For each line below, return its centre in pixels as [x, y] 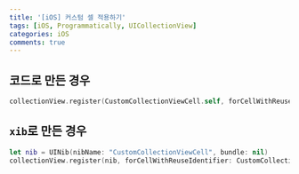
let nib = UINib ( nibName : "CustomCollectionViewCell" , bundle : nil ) [139, 152]
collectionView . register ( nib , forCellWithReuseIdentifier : [121, 161]
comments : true [37, 42]
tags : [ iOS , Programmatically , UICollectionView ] [103, 26]
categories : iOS [39, 34]
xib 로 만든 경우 [48, 131]
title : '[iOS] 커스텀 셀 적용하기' [68, 17]
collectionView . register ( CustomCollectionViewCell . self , [117, 102]
